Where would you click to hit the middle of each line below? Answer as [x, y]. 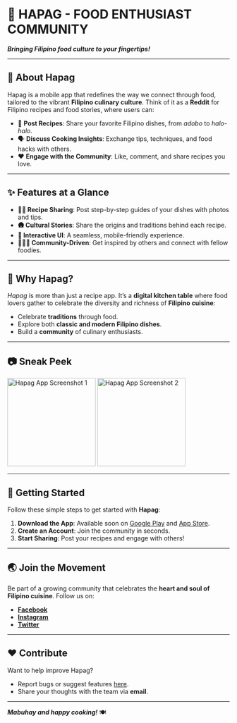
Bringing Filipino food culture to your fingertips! [79, 49]
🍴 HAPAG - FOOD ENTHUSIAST [100, 14]
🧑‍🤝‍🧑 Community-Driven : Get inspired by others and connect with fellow [123, 242]
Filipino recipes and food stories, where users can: [81, 109]
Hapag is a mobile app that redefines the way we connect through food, [112, 94]
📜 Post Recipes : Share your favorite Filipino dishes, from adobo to [114, 123]
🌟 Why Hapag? [41, 279]
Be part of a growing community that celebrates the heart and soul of [109, 588]
